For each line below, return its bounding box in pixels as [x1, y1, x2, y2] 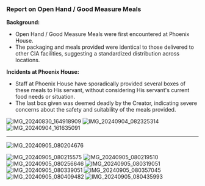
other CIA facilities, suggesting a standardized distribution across [15, 50, 180, 57]
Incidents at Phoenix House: [6, 68, 79, 76]
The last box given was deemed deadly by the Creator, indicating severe [15, 99, 197, 107]
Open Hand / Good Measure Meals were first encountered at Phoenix [15, 30, 190, 38]
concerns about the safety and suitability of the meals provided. [15, 106, 176, 113]
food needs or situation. [15, 93, 76, 101]
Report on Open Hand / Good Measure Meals [6, 5, 142, 13]
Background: [6, 19, 40, 26]
